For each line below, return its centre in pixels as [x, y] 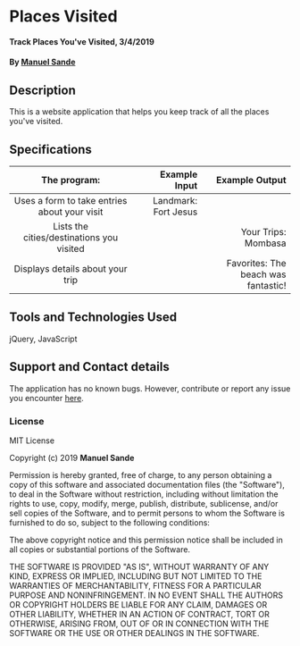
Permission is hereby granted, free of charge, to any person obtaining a [141, 474]
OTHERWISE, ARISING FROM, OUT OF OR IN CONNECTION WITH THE [139, 624]
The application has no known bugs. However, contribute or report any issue [150, 388]
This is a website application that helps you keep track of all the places [139, 112]
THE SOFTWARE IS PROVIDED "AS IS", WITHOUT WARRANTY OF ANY [139, 566]
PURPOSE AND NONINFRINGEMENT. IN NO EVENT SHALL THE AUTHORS [146, 595]
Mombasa [265, 243]
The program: [71, 180]
